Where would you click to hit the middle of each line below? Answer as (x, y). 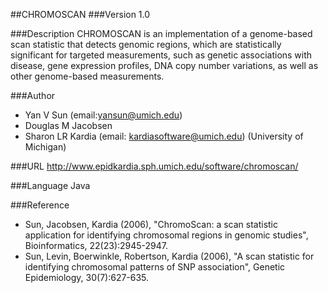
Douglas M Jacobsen (68, 125)
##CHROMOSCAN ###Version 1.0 (80, 14)
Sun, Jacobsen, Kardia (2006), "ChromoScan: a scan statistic (151, 224)
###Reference (40, 205)
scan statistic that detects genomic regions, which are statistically (146, 44)
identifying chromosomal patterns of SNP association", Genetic (155, 267)
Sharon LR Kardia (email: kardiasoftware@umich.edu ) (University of (164, 136)
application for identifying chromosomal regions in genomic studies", (166, 235)
